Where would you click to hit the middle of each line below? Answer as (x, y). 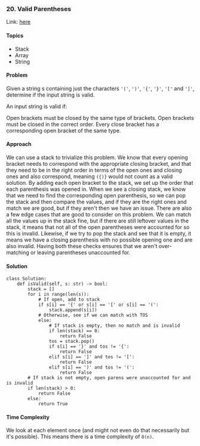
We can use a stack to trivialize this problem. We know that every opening (97, 157)
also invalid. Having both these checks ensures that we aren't (82, 246)
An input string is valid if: (37, 106)
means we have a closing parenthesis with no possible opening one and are (99, 240)
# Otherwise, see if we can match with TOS (93, 315)
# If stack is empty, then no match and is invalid (114, 326)
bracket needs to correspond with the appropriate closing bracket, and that (99, 163)
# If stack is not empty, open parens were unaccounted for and (109, 378)
